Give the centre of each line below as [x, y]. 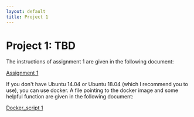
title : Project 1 [27, 17]
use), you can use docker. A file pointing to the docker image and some [92, 90]
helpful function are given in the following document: [70, 97]
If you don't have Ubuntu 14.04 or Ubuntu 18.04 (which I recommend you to [97, 84]
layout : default [26, 11]
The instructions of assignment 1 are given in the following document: [90, 62]
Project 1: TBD [41, 46]
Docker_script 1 [25, 108]
